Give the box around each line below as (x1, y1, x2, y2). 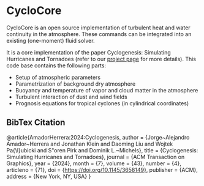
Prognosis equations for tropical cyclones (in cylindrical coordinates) (15, 99, 189, 107)
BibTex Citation (6, 117, 66, 128)
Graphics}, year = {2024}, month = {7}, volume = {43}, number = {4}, (6, 160, 182, 167)
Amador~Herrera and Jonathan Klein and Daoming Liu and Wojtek (6, 140, 173, 147)
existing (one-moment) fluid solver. (6, 37, 95, 44)
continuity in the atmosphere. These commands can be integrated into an (6, 30, 192, 37)
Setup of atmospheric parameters (15, 73, 101, 81)
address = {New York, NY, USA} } (6, 173, 91, 180)
